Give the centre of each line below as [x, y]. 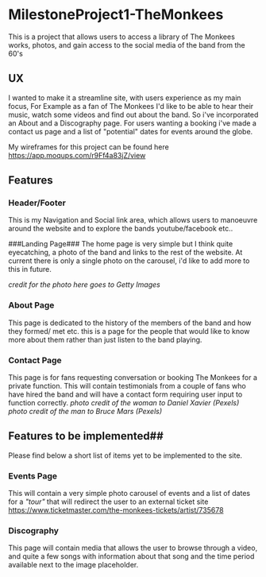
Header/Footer [37, 203]
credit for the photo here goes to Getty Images [84, 285]
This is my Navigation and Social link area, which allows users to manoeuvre [133, 220]
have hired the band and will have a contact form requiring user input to [125, 394]
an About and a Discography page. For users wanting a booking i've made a [132, 123]
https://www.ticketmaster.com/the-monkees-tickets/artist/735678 [116, 510]
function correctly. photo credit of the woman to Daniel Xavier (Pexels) [124, 403]
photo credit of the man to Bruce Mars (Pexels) [85, 412]
